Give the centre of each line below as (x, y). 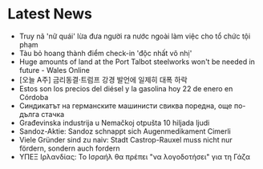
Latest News (50, 14)
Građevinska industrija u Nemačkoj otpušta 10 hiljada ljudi (114, 123)
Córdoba (34, 97)
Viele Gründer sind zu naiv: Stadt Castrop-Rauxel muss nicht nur (126, 139)
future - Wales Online (54, 70)
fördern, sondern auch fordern (70, 148)
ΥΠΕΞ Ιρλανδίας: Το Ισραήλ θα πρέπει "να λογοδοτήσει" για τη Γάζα (134, 156)
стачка (53, 114)
